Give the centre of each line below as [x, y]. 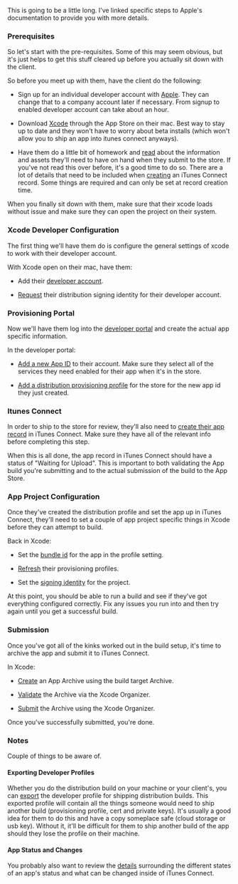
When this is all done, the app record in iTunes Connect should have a [110, 456]
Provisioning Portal [41, 313]
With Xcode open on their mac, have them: [70, 267]
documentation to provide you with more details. [78, 18]
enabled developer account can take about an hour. [93, 110]
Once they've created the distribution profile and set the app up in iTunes [114, 512]
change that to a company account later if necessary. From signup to [119, 102]
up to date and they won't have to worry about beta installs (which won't [124, 131]
